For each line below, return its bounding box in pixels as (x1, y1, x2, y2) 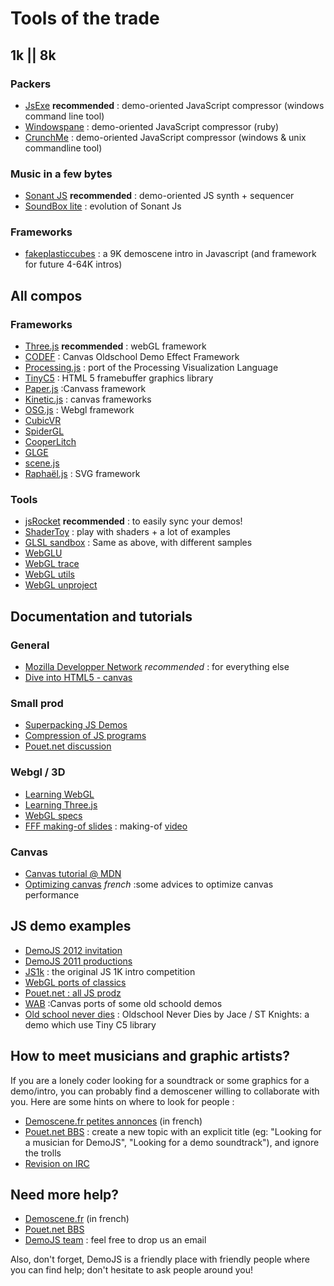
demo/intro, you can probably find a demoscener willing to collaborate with (10, 1085, 320, 1097)
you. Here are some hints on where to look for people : (10, 1095, 235, 1107)
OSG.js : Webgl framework (24, 404, 135, 416)
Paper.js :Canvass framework (24, 383, 147, 395)
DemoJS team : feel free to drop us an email (24, 1234, 207, 1246)
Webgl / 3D (10, 765, 66, 779)
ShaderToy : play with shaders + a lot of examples (24, 526, 231, 538)
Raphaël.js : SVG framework (24, 468, 141, 480)
